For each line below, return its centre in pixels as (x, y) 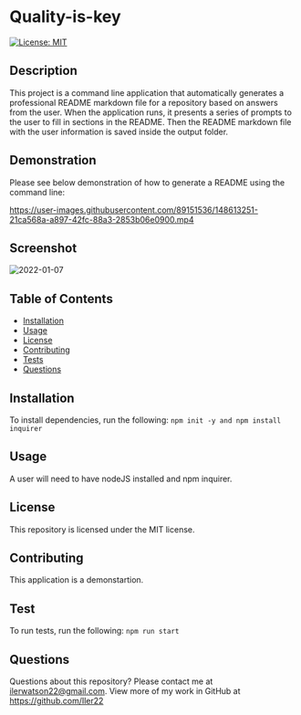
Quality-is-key (65, 17)
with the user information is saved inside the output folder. (119, 131)
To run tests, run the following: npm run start (94, 631)
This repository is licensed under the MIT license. (102, 529)
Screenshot (43, 248)
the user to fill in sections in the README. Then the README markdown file (150, 121)
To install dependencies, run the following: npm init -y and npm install (145, 420)
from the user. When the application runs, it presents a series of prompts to (150, 112)
